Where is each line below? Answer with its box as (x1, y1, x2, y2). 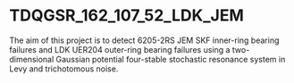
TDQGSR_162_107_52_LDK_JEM (9, 5, 244, 26)
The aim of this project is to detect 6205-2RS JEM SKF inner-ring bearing (9, 35, 280, 46)
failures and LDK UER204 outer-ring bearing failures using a (9, 44, 231, 54)
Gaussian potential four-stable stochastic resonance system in (55, 54, 286, 64)
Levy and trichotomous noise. (9, 63, 119, 74)
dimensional (9, 54, 55, 64)
